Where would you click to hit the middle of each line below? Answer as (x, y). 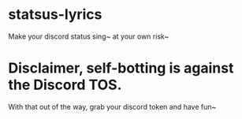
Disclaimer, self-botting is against (121, 68)
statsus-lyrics (55, 15)
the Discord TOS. (65, 85)
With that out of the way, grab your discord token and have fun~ (112, 106)
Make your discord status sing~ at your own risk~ (89, 36)
